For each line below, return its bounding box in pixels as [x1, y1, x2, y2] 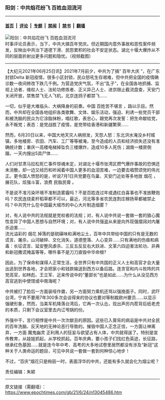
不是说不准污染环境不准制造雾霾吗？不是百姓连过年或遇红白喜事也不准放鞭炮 [5, 189, 160, 195]
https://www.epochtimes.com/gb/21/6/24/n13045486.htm [5, 389, 122, 395]
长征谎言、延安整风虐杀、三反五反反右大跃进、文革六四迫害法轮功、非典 [13, 243, 160, 249]
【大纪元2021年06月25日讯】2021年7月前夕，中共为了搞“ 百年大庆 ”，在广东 [5, 68, 160, 74]
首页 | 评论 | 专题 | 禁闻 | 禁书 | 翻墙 [5, 23, 85, 28]
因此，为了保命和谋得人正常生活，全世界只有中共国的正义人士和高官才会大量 [5, 259, 160, 266]
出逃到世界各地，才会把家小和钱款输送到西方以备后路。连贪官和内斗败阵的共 [5, 266, 160, 271]
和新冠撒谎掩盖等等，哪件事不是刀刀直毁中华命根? [5, 249, 107, 255]
